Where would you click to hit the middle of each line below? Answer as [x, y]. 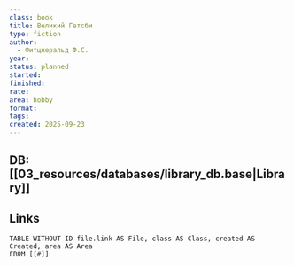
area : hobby [31, 100]
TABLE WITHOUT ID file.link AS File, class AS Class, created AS [132, 239]
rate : [19, 91]
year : [19, 59]
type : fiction [35, 34]
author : [23, 42]
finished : [27, 83]
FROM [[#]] [29, 254]
